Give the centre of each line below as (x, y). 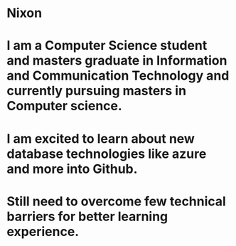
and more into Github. (72, 169)
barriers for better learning (87, 216)
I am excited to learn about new (101, 138)
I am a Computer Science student (107, 46)
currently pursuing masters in (96, 91)
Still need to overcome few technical (117, 201)
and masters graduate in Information (117, 61)
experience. (43, 231)
